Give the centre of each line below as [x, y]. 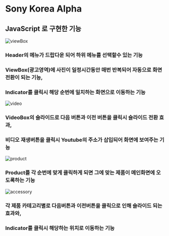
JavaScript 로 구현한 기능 [43, 28]
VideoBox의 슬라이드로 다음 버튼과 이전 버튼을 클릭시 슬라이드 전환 [82, 117]
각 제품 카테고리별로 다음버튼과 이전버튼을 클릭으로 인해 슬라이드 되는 [84, 206]
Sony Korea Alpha [44, 9]
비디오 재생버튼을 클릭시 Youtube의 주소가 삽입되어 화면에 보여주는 [82, 140]
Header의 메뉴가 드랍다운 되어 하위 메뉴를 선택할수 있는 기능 [74, 55]
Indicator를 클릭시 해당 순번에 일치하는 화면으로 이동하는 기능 [75, 92]
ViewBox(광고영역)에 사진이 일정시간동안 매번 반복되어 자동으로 [78, 70]
